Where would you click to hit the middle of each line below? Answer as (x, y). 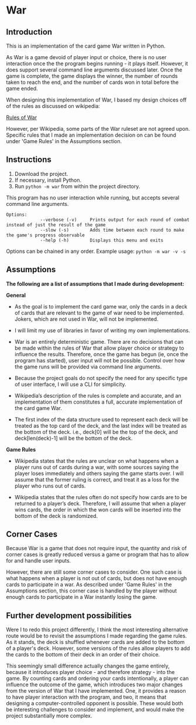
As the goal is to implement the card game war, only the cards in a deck (101, 306)
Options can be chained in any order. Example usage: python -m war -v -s (96, 251)
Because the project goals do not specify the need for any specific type (101, 378)
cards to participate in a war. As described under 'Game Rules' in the (89, 585)
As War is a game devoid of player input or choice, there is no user (86, 57)
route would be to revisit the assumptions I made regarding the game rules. (97, 636)
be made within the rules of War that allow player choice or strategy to (99, 348)
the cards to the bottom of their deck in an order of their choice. (83, 655)
